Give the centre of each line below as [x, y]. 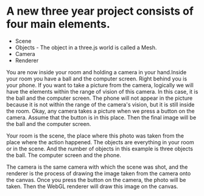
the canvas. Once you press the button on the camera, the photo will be [96, 180]
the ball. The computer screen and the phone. [64, 155]
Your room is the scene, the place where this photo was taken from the [95, 136]
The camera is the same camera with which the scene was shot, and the [97, 167]
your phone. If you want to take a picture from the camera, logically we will [100, 85]
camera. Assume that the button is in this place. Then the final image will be [101, 117]
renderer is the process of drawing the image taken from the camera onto [99, 173]
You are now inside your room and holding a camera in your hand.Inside [97, 72]
